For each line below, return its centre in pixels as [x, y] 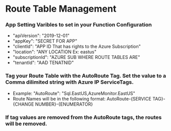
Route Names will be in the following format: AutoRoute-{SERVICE [82, 99]
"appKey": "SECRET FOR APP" [45, 41]
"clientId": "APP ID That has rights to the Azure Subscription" [77, 47]
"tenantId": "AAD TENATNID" [43, 63]
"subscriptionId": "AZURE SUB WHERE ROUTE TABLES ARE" [76, 57]
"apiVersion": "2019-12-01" [41, 36]
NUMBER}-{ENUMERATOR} [64, 104]
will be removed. [26, 123]
